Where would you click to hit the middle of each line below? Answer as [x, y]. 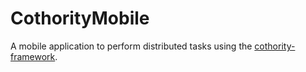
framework [33, 56]
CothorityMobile [80, 18]
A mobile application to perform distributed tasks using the [131, 46]
